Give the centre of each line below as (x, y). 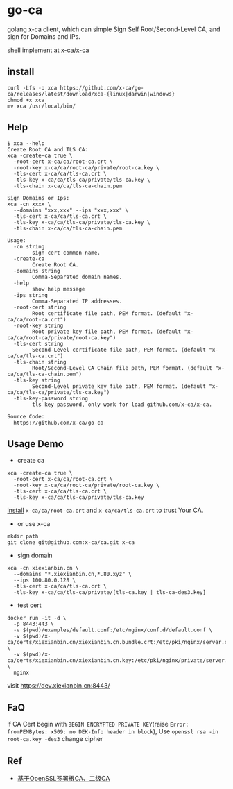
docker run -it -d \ (37, 618)
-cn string (29, 246)
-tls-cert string (38, 343)
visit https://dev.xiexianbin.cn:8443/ (59, 686)
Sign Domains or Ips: (38, 198)
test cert (29, 605)
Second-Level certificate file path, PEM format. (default (119, 350)
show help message (59, 289)
